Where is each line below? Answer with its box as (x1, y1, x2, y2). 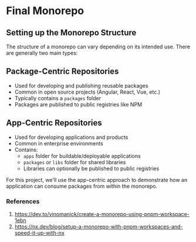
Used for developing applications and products (14, 134, 129, 141)
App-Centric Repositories (6, 118, 103, 128)
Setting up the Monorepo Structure (6, 28, 137, 38)
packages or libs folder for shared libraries (23, 158, 126, 165)
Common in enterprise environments (14, 140, 104, 147)
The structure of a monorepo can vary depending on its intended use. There (6, 43, 191, 50)
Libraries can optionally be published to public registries (23, 165, 160, 172)
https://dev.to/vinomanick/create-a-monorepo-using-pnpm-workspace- (14, 210, 190, 217)
